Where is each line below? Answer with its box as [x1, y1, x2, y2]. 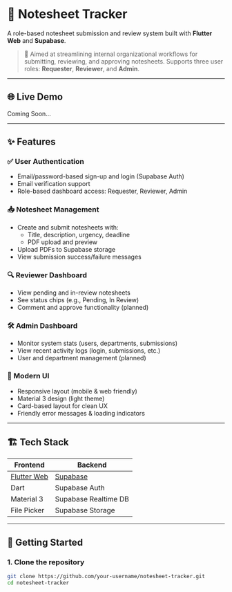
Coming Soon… [7, 109, 52, 118]
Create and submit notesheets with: [17, 223, 119, 231]
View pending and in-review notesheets [17, 288, 131, 297]
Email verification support [17, 180, 91, 188]
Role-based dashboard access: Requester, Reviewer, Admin [17, 187, 188, 196]
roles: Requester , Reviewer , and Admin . [23, 64, 140, 73]
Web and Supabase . [7, 36, 66, 44]
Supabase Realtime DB [55, 494, 129, 504]
